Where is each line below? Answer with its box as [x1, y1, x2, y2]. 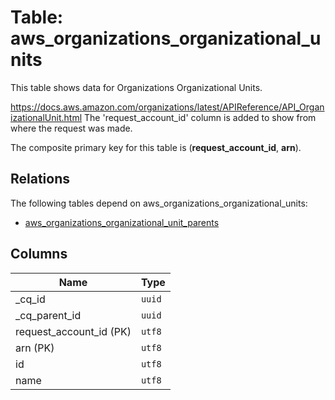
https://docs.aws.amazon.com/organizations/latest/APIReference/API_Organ [10, 101, 325, 113]
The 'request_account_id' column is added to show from [84, 111, 317, 123]
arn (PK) [15, 341, 55, 355]
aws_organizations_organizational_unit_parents [24, 216, 220, 228]
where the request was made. [10, 122, 133, 134]
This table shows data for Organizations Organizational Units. [10, 81, 263, 93]
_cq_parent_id [15, 308, 82, 322]
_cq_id [15, 292, 46, 306]
